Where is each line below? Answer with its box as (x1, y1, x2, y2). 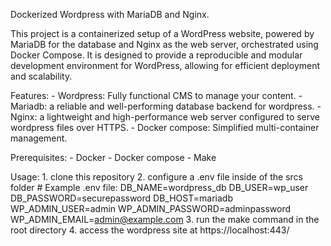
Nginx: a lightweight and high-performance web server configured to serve (10, 111, 321, 123)
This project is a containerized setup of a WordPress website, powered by (10, 28, 315, 39)
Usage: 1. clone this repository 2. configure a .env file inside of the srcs (10, 171, 303, 183)
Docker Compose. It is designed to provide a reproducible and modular (10, 49, 303, 61)
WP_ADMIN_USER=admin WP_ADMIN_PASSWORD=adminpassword (10, 203, 292, 214)
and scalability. (10, 70, 73, 82)
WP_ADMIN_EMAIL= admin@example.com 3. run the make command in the (10, 214, 320, 225)
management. (10, 132, 68, 144)
